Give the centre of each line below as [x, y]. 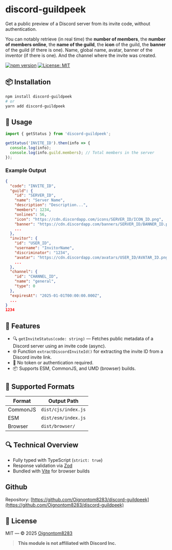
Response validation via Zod [42, 465]
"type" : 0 [25, 286]
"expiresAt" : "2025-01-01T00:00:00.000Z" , [56, 296]
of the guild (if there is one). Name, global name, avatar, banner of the [79, 50]
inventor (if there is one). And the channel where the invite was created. [81, 55]
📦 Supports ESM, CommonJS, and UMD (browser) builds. [74, 368]
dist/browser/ [58, 426]
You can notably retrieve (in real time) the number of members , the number [85, 39]
